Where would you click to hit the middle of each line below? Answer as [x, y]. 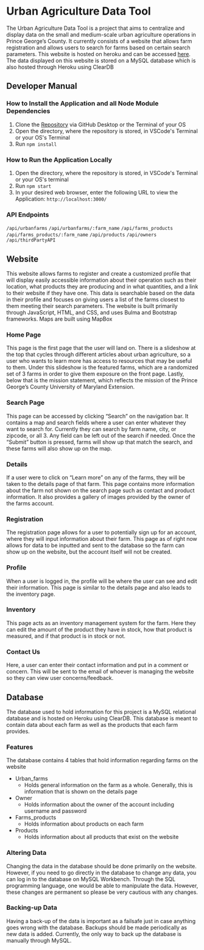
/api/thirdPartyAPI [31, 240]
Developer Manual [42, 86]
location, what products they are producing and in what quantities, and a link [102, 287]
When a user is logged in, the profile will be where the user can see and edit [102, 581]
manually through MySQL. [39, 940]
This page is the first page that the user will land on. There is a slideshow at [101, 348]
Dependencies [28, 111]
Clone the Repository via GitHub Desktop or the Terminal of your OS [100, 124]
